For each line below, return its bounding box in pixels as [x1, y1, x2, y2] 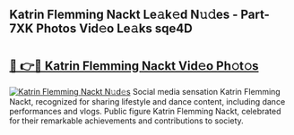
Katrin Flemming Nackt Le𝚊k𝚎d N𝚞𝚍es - [9, 7, 238, 22]
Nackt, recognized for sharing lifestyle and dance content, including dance [9, 97, 286, 106]
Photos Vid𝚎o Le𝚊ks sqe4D [35, 21, 193, 37]
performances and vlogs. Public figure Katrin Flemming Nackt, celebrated [9, 106, 281, 116]
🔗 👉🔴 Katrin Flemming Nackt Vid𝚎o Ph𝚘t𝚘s [9, 58, 259, 73]
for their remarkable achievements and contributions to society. [9, 115, 244, 126]
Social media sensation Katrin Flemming [133, 87, 281, 97]
